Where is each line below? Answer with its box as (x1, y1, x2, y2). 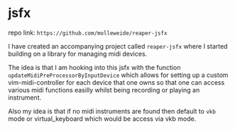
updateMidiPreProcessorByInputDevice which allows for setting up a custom (8, 71, 229, 79)
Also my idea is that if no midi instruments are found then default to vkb (8, 107, 216, 115)
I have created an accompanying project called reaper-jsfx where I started (8, 42, 228, 50)
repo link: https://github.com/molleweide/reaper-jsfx (8, 28, 168, 37)
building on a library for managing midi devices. (8, 49, 148, 58)
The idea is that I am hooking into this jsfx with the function (8, 63, 181, 71)
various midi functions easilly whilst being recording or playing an (8, 85, 200, 94)
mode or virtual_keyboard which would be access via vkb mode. (8, 114, 197, 123)
